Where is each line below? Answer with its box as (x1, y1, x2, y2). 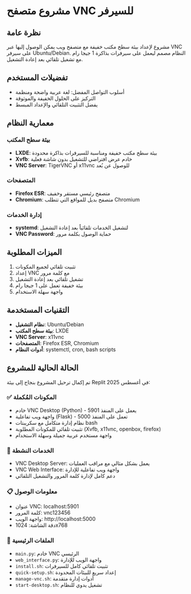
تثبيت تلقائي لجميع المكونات (15, 263, 76, 270)
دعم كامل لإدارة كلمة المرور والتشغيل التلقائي (15, 473, 116, 480)
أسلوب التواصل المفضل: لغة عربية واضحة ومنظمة (15, 88, 125, 95)
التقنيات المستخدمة (6, 305, 70, 315)
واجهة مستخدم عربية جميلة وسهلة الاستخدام (15, 431, 112, 438)
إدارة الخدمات (6, 210, 42, 219)
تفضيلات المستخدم (6, 72, 68, 83)
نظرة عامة (6, 28, 41, 38)
